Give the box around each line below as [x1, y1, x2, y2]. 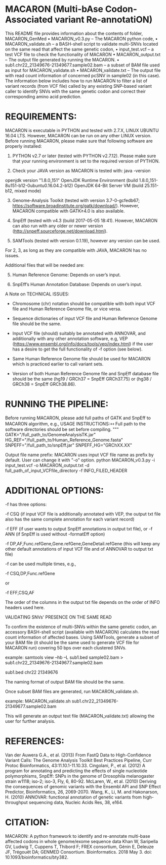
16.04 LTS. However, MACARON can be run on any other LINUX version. [5, 132, 152, 138]
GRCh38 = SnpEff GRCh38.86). [12, 381, 77, 387]
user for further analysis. [5, 718, 56, 724]
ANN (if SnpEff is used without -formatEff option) [5, 531, 105, 537]
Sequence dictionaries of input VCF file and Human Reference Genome [12, 315, 158, 321]
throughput [5, 799, 28, 805]
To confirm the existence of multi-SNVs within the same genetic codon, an [5, 624, 157, 630]
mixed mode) [14, 187, 41, 194]
